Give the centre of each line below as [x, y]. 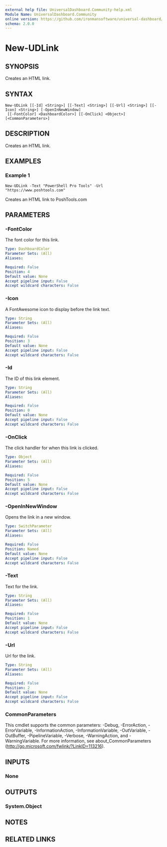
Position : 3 [17, 341]
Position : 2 [17, 688]
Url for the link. [20, 656]
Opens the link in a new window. [38, 517]
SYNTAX [19, 94]
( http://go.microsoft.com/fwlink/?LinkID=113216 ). [55, 746]
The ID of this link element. [33, 379]
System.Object [24, 806]
